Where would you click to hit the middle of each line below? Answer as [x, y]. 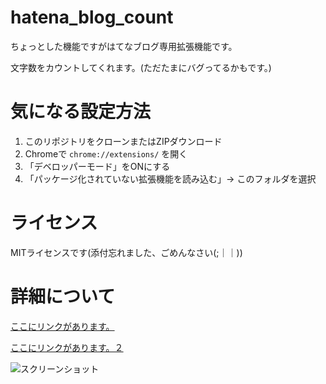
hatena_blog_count [92, 17]
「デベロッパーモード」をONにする [97, 166]
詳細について [63, 297]
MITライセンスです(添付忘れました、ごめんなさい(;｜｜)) [126, 252]
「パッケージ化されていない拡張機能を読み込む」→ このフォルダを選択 [170, 178]
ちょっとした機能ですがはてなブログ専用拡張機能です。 [124, 46]
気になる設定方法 [81, 112]
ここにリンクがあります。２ [67, 347]
